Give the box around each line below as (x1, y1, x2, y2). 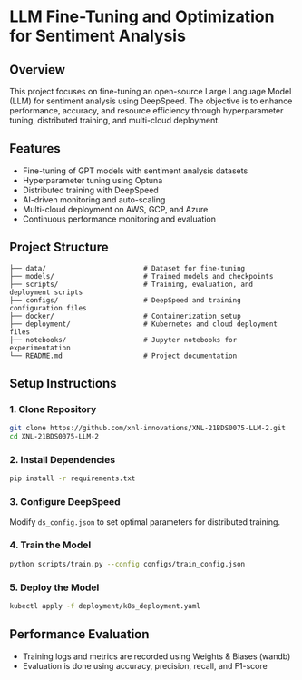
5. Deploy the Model (9, 581, 100, 594)
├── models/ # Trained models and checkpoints (9, 271, 274, 281)
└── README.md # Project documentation (9, 351, 238, 360)
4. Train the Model (9, 538, 92, 551)
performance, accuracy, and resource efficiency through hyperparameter (9, 105, 284, 115)
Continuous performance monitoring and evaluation (22, 213, 216, 224)
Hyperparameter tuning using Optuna (22, 174, 163, 185)
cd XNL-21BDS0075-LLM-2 (9, 432, 100, 441)
